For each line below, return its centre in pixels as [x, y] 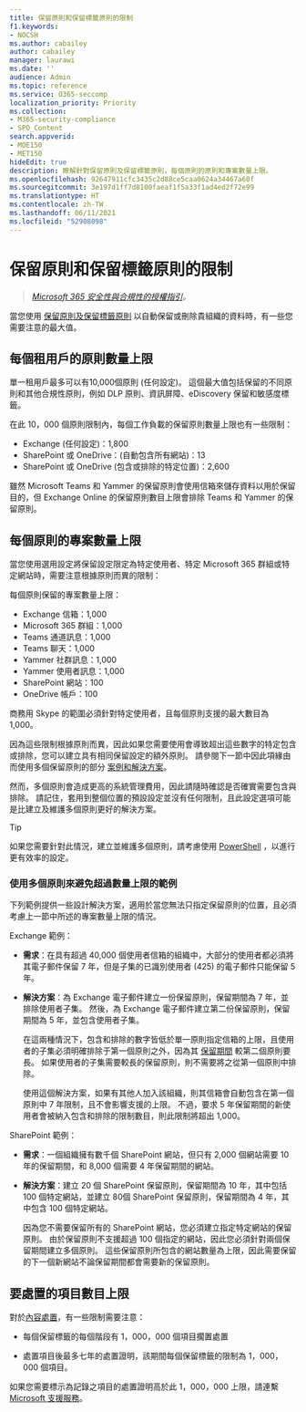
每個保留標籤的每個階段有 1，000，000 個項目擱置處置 [126, 1336]
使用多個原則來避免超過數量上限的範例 [93, 884]
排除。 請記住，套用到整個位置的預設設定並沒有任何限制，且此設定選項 [142, 798]
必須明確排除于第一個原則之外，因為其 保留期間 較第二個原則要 [173, 1051]
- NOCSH [24, 35]
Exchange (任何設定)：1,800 [76, 444]
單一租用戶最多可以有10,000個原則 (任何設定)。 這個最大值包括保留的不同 [147, 382]
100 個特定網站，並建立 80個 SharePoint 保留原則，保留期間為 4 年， [152, 1197]
